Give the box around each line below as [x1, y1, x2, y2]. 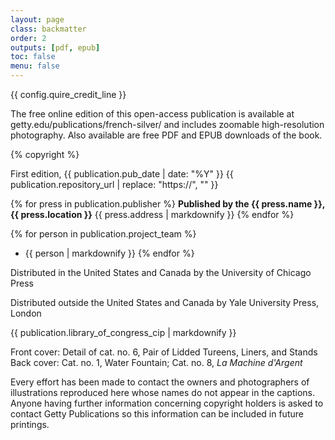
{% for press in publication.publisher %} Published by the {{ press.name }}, [10, 198, 325, 210]
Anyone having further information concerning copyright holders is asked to [10, 397, 324, 409]
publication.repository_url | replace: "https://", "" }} [10, 179, 219, 190]
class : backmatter [10, 24, 87, 34]
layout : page [10, 14, 65, 25]
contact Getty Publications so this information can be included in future [10, 408, 304, 420]
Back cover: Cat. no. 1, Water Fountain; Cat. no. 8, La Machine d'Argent [10, 357, 303, 368]
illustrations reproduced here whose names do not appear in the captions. [10, 387, 315, 398]
